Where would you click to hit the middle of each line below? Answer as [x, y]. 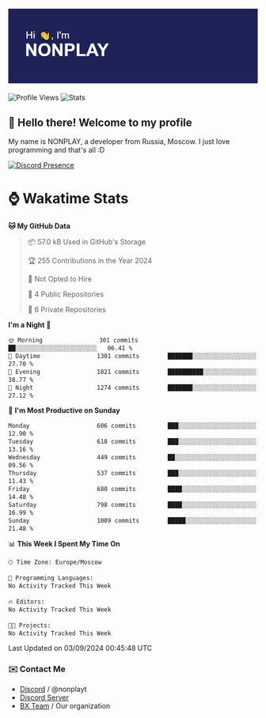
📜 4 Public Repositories [66, 294]
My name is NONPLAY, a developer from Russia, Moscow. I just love [119, 142]
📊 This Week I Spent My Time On [64, 543]
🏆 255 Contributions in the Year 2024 [90, 260]
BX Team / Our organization [65, 706]
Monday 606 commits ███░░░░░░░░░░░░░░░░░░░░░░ [133, 425]
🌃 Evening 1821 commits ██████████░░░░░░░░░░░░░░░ [133, 372]
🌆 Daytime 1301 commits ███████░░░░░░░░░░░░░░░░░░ [133, 356]
